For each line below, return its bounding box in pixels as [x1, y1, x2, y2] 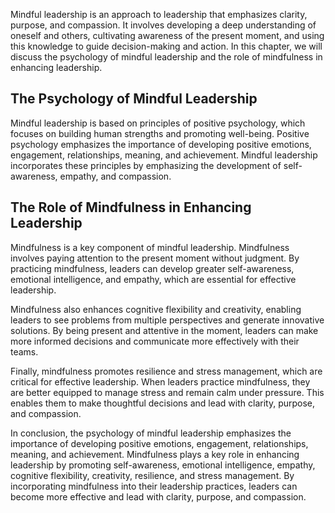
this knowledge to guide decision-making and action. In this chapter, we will [10, 40, 323, 52]
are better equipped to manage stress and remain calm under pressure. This [10, 386, 325, 398]
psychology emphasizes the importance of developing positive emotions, [10, 138, 312, 150]
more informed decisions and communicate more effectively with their [10, 335, 300, 347]
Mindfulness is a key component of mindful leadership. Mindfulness [10, 241, 290, 253]
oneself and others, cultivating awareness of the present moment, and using [10, 30, 325, 41]
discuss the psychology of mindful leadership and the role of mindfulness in [10, 51, 323, 63]
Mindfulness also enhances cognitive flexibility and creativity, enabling [10, 303, 302, 315]
